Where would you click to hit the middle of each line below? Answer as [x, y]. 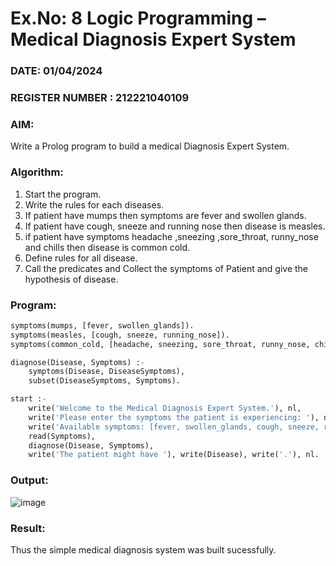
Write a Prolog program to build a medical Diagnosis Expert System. [150, 146]
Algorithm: [37, 172]
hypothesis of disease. [71, 279]
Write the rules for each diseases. [94, 204]
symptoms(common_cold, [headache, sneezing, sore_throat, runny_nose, [160, 344]
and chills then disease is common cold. [107, 247]
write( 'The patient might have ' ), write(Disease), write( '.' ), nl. [174, 455]
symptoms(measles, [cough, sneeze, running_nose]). [120, 335]
